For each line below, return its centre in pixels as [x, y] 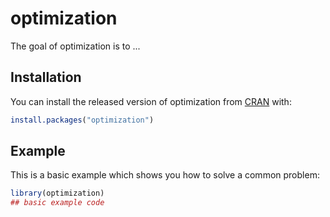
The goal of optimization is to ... [75, 46]
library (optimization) [57, 193]
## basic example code [57, 203]
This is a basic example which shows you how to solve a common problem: [165, 175]
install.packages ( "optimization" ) [82, 120]
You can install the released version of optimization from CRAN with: [151, 101]
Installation [46, 77]
